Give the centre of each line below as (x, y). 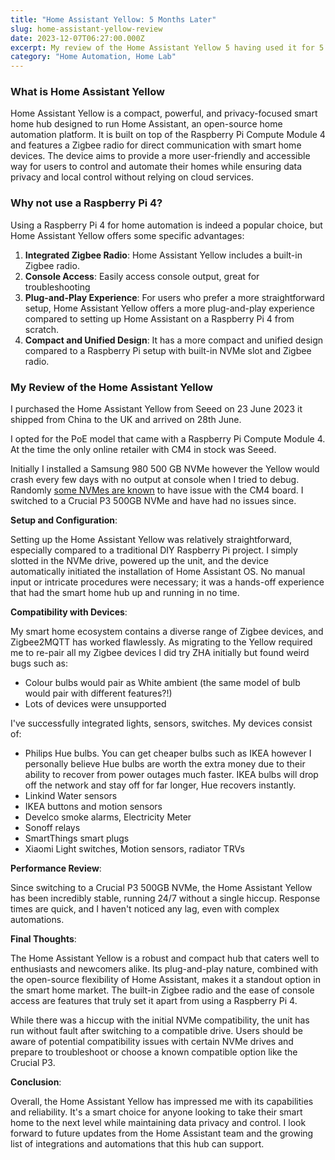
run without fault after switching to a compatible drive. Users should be (156, 1031)
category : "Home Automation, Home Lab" (93, 57)
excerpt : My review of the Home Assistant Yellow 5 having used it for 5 (167, 47)
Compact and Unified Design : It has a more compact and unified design (174, 340)
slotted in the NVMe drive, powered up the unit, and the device (139, 561)
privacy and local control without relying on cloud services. (132, 177)
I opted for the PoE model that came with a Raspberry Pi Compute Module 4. (168, 439)
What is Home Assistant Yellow (87, 92)
